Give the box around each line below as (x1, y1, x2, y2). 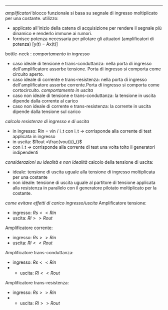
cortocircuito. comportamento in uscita (12, 87, 93, 93)
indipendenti (12, 149, 38, 155)
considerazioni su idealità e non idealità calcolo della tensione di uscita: (5, 159, 153, 165)
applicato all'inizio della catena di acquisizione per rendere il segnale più (12, 25, 162, 31)
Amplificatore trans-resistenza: (5, 280, 69, 285)
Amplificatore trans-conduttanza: (5, 250, 74, 255)
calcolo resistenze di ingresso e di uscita (5, 119, 89, 124)
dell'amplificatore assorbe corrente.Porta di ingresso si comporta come (12, 82, 160, 88)
